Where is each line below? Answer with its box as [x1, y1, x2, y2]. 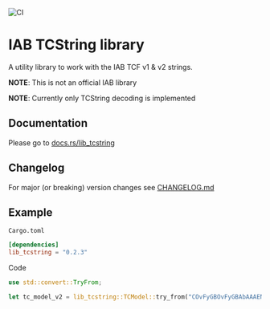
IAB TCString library [8, 36, 145, 54]
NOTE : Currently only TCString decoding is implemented [8, 93, 196, 103]
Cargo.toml [8, 227, 45, 235]
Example [8, 205, 53, 219]
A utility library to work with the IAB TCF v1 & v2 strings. [8, 62, 193, 71]
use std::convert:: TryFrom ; [8, 279, 103, 287]
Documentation [8, 116, 88, 130]
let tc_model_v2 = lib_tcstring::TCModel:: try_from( [8, 293, 189, 301]
